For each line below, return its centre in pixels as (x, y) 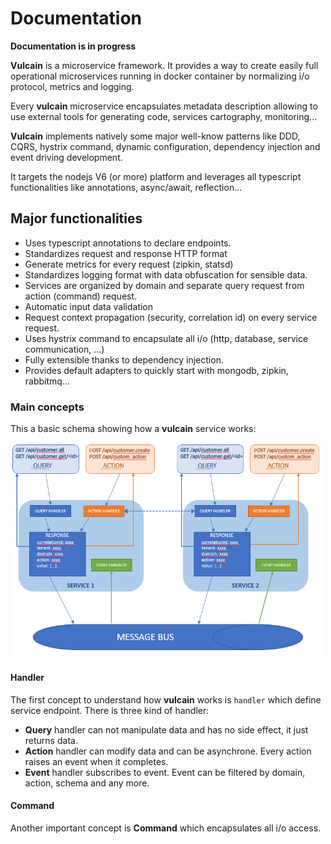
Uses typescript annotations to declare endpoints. (128, 243)
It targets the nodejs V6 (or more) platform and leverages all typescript (156, 176)
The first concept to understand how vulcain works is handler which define (166, 699)
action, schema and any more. (87, 783)
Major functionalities (76, 218)
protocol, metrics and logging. (72, 86)
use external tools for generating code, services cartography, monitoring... (164, 116)
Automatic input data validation (89, 306)
